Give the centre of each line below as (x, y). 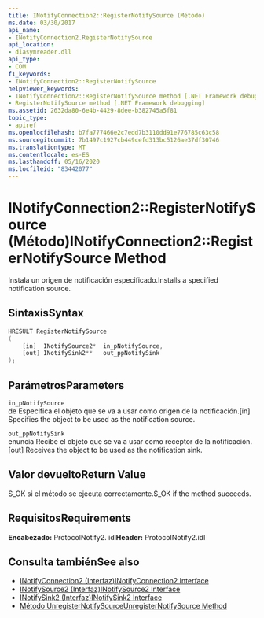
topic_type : (27, 118)
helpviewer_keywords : (44, 89)
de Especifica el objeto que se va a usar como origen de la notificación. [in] (129, 411)
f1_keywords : (29, 74)
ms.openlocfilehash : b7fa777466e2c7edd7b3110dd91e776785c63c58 (114, 132)
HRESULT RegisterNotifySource (58, 331)
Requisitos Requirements (70, 518)
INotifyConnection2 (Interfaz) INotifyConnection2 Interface (114, 581)
